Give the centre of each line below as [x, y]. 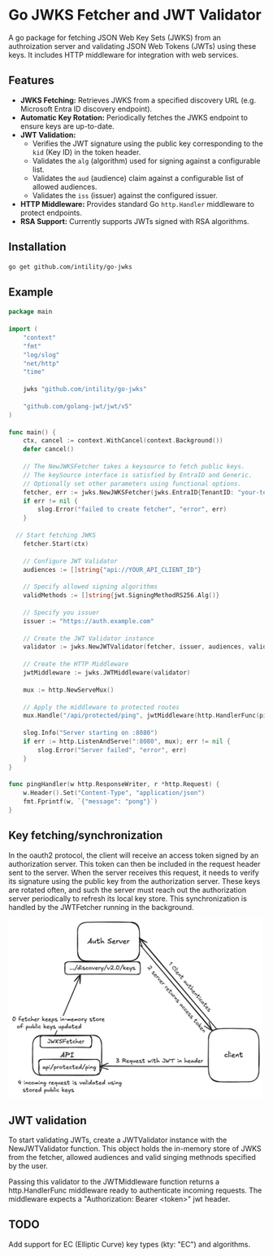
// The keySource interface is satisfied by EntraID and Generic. [138, 475]
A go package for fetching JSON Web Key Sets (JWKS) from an [115, 37]
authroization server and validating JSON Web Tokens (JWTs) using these [132, 46]
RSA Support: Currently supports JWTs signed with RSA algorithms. [134, 221]
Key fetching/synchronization [86, 835]
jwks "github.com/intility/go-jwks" [85, 389]
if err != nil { [51, 501]
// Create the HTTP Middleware [76, 664]
